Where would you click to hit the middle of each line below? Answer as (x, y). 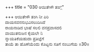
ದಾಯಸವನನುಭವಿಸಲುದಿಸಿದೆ (25, 22)
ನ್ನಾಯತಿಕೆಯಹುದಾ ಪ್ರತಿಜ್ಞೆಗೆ (25, 39)
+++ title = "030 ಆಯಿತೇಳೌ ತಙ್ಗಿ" (35, 7)
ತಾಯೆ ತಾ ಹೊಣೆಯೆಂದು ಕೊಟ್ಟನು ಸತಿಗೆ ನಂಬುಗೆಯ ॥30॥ (47, 44)
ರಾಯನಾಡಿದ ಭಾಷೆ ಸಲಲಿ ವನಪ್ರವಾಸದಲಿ (34, 28)
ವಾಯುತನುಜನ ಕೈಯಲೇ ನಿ (24, 33)
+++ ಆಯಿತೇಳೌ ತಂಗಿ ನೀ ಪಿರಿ (27, 17)
